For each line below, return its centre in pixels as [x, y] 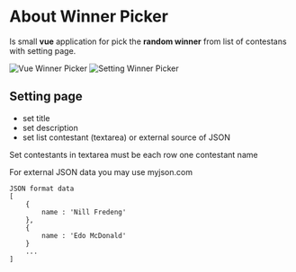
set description [50, 127]
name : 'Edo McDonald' [84, 235]
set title [36, 118]
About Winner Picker [89, 17]
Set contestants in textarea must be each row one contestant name [134, 154]
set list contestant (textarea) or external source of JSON [126, 137]
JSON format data [42, 189]
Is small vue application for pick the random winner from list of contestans [148, 41]
